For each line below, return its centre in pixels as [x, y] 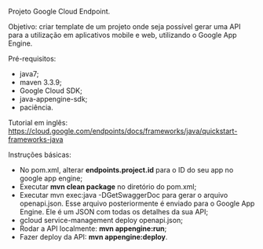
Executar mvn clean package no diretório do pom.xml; [108, 187]
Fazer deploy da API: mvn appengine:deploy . [93, 237]
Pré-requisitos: [32, 59]
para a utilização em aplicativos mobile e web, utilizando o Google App [122, 35]
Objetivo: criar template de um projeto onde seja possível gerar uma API [124, 26]
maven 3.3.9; [40, 82]
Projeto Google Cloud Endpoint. [59, 11]
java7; [29, 74]
